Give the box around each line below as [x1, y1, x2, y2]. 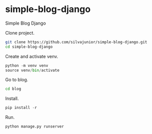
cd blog [5, 86, 22, 91]
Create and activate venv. [5, 53, 58, 59]
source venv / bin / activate [5, 68, 59, 73]
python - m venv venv [5, 63, 49, 68]
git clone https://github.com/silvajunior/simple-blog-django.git [5, 39, 147, 45]
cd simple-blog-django [5, 44, 53, 49]
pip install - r [5, 105, 37, 110]
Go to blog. [5, 77, 29, 83]
